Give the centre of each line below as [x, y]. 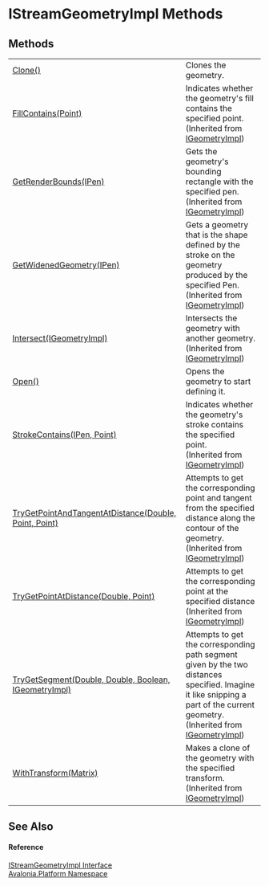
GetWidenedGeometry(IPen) [66, 265]
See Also [31, 827]
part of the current [220, 705]
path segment [211, 654]
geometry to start [218, 381]
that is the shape [217, 235]
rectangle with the [219, 182]
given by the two [217, 665]
